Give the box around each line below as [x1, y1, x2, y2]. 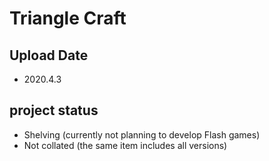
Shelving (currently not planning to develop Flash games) [23, 128, 261, 141]
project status [9, 102, 99, 119]
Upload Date [9, 47, 89, 64]
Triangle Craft [9, 7, 127, 30]
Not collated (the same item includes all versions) [23, 139, 228, 151]
